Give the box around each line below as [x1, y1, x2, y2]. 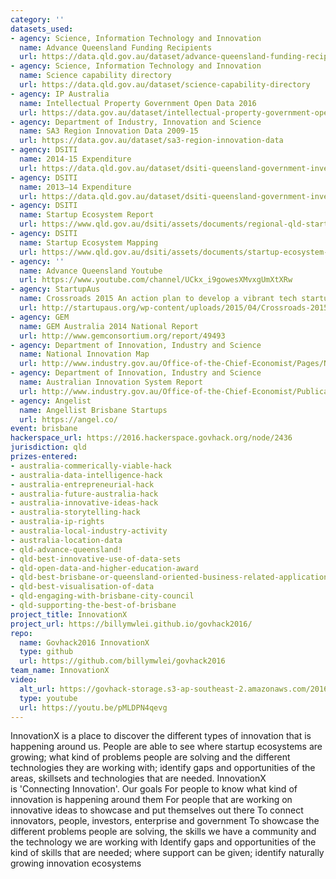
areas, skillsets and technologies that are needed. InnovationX [10, 772, 267, 785]
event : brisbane [10, 424, 78, 434]
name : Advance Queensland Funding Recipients [19, 42, 213, 53]
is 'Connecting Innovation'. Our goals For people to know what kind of [10, 783, 298, 795]
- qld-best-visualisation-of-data [10, 582, 155, 592]
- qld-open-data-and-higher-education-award [10, 563, 199, 573]
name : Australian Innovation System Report [19, 377, 203, 387]
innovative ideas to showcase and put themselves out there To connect [10, 804, 304, 816]
